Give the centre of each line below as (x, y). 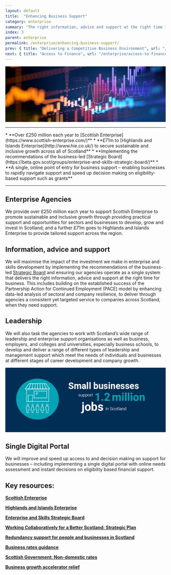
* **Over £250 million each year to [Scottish (52, 135)
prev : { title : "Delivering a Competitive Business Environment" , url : (83, 49)
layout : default (22, 11)
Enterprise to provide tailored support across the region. (64, 233)
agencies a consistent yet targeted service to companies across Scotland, (83, 299)
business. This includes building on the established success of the (75, 283)
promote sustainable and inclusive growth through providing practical (78, 217)
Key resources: (30, 485)
